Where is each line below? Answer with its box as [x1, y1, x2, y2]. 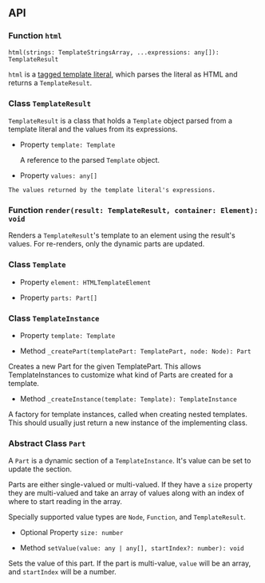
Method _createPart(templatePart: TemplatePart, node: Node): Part [19, 346, 251, 356]
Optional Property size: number [19, 528, 124, 538]
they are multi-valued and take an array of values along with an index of [8, 488, 245, 498]
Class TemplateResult [8, 97, 92, 108]
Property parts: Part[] [19, 293, 98, 302]
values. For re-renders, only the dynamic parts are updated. [8, 239, 205, 249]
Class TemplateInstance [8, 313, 100, 324]
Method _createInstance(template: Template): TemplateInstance [19, 394, 237, 404]
